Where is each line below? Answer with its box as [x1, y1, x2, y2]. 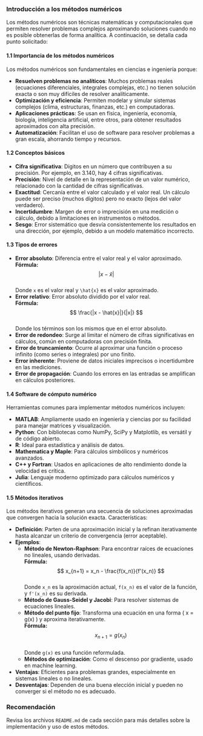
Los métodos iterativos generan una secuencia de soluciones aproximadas [6, 508, 193, 515]
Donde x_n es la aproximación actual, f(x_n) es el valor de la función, [24, 584, 198, 591]
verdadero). [15, 201, 45, 208]
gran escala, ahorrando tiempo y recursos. [15, 135, 122, 143]
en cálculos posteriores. [15, 376, 76, 384]
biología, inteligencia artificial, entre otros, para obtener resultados [15, 116, 182, 123]
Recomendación [6, 703, 56, 712]
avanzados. [15, 454, 44, 462]
